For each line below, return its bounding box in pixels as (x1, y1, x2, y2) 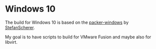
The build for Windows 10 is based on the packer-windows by (5, 19, 129, 25)
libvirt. (5, 39, 18, 45)
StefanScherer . (5, 24, 35, 30)
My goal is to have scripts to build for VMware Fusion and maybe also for (5, 34, 152, 40)
